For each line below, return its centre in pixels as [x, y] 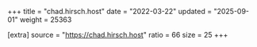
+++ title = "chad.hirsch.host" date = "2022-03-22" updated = [109, 11]
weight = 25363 [46, 20]
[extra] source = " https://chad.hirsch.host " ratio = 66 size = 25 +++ [118, 35]
